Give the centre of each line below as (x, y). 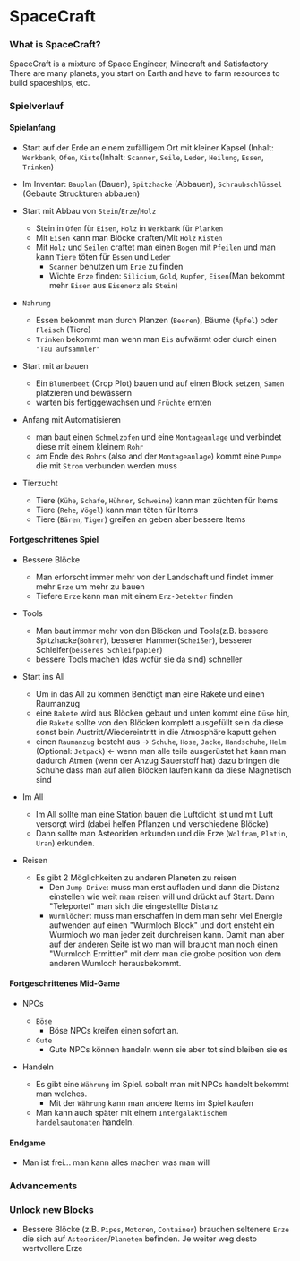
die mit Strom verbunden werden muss (106, 465)
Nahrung (36, 303)
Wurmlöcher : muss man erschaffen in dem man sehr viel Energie (166, 915)
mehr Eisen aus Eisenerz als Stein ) (114, 285)
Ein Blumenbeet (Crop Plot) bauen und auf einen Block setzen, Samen (160, 383)
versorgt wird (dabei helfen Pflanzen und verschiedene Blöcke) (152, 824)
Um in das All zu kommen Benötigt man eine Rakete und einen (150, 694)
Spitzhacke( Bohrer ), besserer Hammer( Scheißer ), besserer (144, 640)
